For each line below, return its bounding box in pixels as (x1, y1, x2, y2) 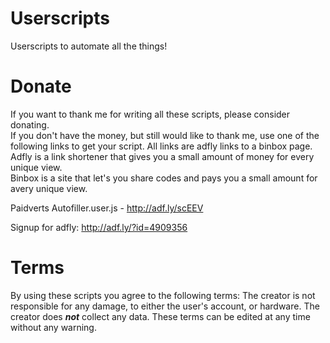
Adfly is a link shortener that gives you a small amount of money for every (10, 150, 315, 162)
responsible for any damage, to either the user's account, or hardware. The (10, 300, 320, 312)
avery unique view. (10, 182, 88, 194)
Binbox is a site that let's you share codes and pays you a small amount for (10, 172, 318, 184)
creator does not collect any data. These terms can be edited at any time (10, 310, 311, 322)
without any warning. (10, 321, 97, 333)
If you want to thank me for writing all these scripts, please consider (10, 108, 291, 120)
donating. (10, 118, 50, 131)
